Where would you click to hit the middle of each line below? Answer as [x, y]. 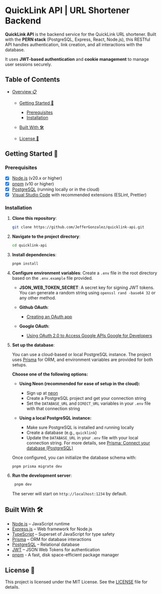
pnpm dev [23, 485]
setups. [20, 364]
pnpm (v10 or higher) [33, 184]
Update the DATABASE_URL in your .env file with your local [82, 437]
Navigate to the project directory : [46, 236]
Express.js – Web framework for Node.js [52, 529]
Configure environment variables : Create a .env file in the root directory [84, 273]
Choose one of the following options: [50, 374]
